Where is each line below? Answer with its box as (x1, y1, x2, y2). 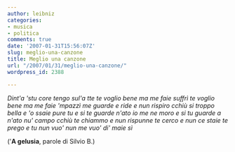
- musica (7, 23, 33, 30)
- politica (7, 29, 39, 37)
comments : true (7, 36, 52, 43)
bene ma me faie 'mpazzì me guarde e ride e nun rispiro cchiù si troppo (7, 101, 215, 109)
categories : (7, 17, 42, 24)
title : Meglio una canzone (7, 56, 86, 63)
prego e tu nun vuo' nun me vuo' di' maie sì (7, 123, 133, 132)
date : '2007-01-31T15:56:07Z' (7, 43, 96, 50)
